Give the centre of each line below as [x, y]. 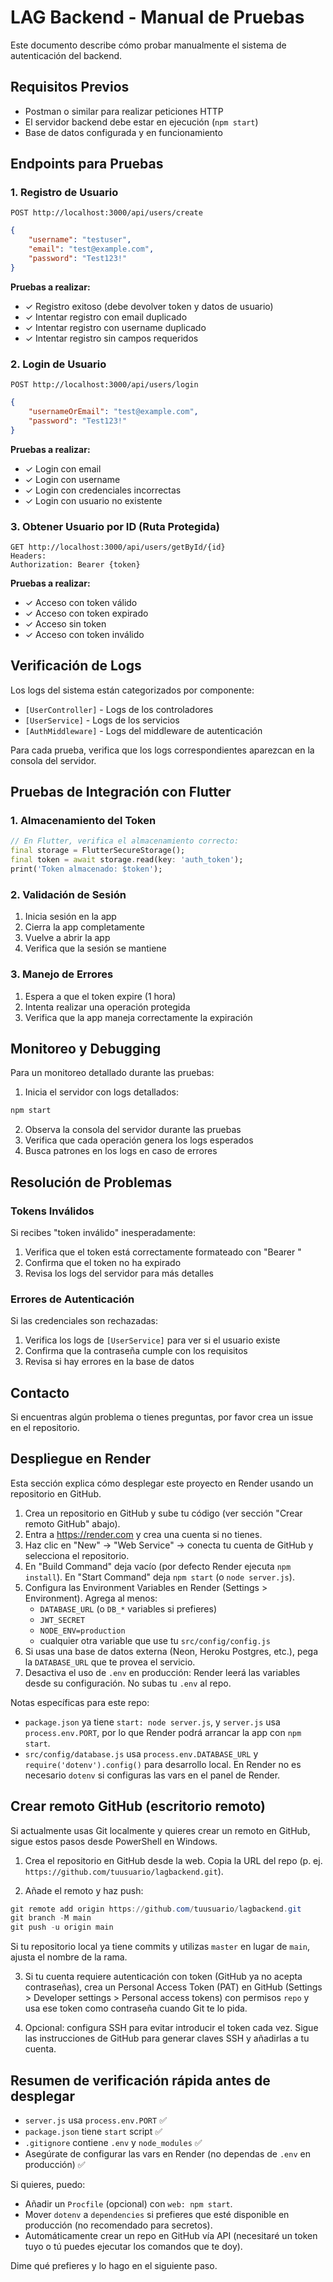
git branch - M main [51, 1918]
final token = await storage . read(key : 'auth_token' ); [127, 860]
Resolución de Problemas [91, 1182]
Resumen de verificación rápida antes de [140, 2080]
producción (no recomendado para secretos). [118, 2225]
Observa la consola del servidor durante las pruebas [133, 1130]
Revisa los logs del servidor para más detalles [119, 1273]
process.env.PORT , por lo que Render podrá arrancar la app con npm [163, 1732]
